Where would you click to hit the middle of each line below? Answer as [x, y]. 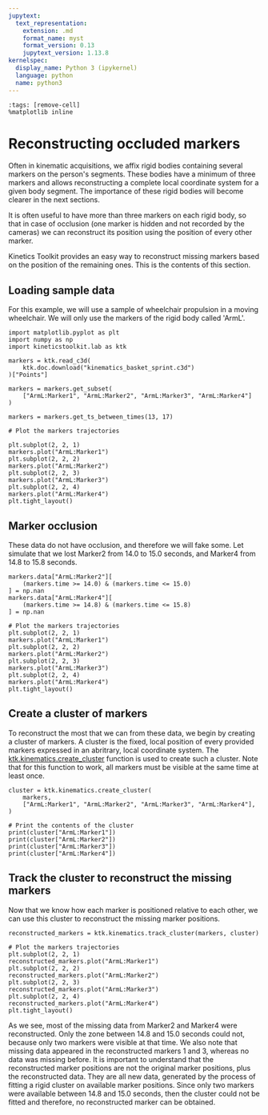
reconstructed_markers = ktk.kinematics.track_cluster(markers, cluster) [134, 933]
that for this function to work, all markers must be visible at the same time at [134, 767]
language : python [44, 75]
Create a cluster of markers [78, 714]
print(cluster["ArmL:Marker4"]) [62, 853]
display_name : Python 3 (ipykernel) [76, 68]
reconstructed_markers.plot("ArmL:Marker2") [84, 975]
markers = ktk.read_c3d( [50, 361]
